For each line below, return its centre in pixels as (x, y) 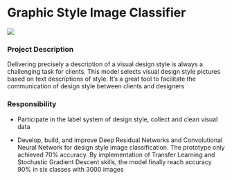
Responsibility (32, 104)
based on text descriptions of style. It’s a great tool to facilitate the (101, 79)
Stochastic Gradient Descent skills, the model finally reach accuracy (115, 162)
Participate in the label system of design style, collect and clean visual (117, 119)
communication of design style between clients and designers (96, 86)
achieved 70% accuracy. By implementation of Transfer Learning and (116, 154)
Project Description (41, 49)
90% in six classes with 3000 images (70, 169)
